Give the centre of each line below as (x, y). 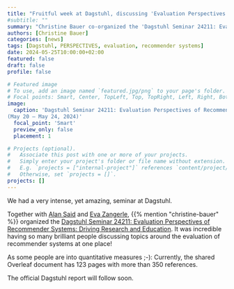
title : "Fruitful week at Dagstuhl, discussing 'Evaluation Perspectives (117, 14)
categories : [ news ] (36, 40)
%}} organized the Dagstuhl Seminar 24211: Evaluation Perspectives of (109, 221)
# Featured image (32, 84)
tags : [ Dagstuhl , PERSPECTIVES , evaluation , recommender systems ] (106, 46)
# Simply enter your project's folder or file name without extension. (117, 162)
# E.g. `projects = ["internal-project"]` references (90, 168)
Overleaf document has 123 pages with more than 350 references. (103, 264)
